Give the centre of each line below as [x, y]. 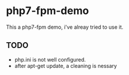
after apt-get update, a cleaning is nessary [66, 66]
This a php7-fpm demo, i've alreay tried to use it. [65, 27]
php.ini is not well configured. [50, 59]
